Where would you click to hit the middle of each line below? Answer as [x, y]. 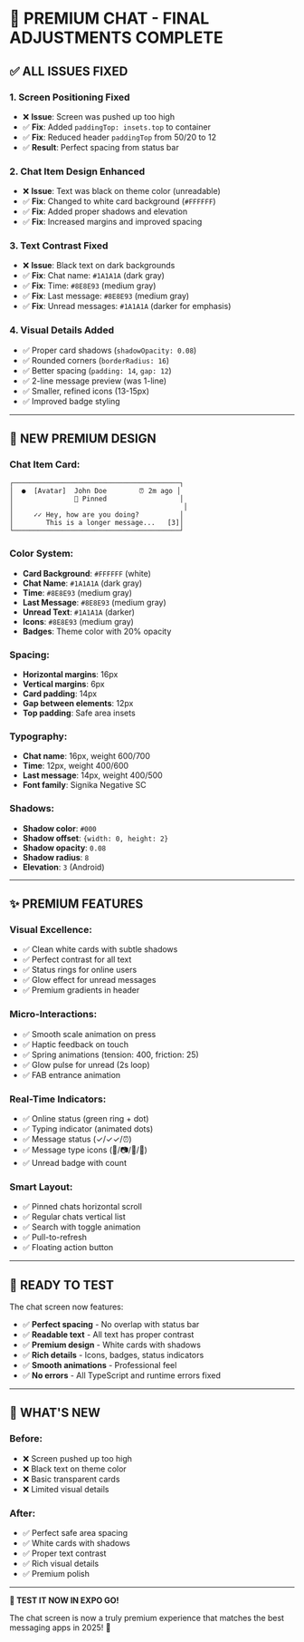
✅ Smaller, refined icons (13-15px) [85, 391]
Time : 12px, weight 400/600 [76, 766]
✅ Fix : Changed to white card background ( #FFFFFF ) [119, 201]
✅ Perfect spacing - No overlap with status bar [111, 1325]
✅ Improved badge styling [71, 401]
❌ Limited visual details [66, 1489]
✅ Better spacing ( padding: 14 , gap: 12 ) [97, 370]
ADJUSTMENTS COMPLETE [116, 38]
